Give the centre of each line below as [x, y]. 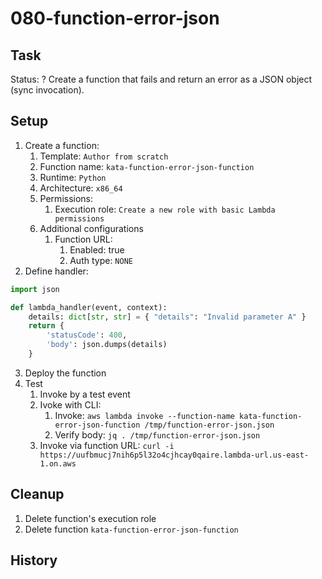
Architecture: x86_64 [81, 188]
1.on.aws [58, 463]
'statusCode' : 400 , [87, 335]
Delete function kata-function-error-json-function [131, 529]
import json [35, 289]
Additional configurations [91, 228]
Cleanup [37, 494]
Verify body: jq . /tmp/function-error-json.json [157, 434]
